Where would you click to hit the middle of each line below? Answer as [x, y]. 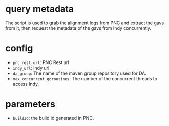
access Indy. [26, 84]
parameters [30, 104]
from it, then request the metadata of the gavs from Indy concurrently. [78, 28]
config [19, 49]
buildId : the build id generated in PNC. [53, 118]
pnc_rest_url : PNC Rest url [41, 62]
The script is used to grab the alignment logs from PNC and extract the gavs [85, 23]
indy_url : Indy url [31, 68]
